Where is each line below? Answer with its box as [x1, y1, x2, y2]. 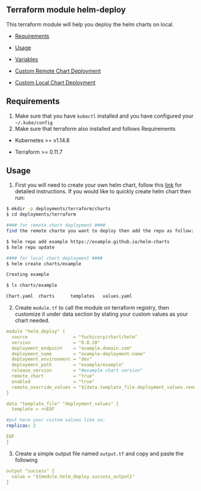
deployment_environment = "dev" [11, 357, 93, 363]
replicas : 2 [6, 423, 36, 429]
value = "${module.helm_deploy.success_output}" [11, 474, 135, 480]
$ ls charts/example [6, 282, 58, 289]
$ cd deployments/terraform [6, 211, 77, 218]
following [14, 456, 38, 463]
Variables [14, 55, 38, 62]
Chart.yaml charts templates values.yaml [6, 294, 133, 300]
